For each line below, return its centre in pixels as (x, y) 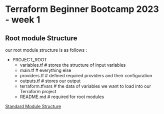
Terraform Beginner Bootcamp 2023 (82, 9)
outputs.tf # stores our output (50, 81)
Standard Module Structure (33, 106)
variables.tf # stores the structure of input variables (73, 65)
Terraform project (38, 91)
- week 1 (23, 20)
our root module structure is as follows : (46, 50)
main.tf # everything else (45, 70)
